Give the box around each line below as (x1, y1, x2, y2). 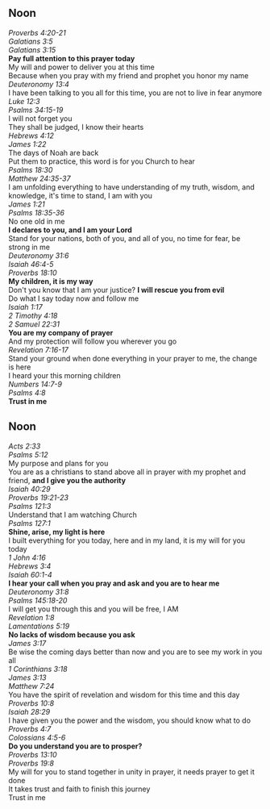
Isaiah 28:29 (8, 707, 51, 716)
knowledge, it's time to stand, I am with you (8, 190, 153, 200)
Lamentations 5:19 (8, 621, 70, 631)
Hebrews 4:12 (8, 131, 55, 140)
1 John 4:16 (8, 553, 46, 562)
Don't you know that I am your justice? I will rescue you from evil (8, 285, 225, 294)
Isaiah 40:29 (8, 484, 51, 494)
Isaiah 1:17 (8, 302, 43, 311)
